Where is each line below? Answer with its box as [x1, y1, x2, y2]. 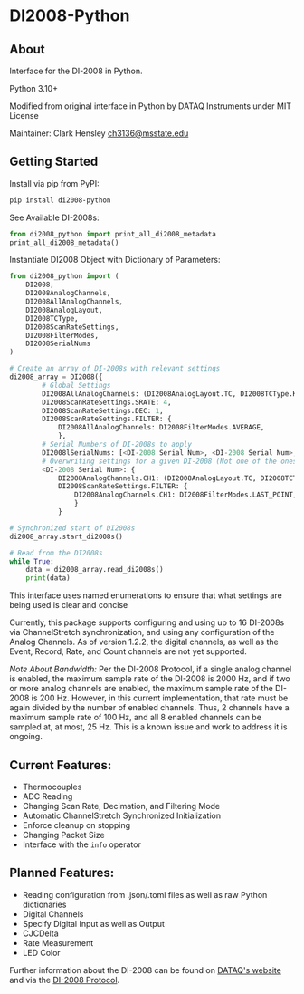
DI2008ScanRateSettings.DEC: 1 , [42, 406, 165, 415]
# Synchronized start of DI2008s [9, 523, 136, 533]
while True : [9, 556, 54, 566]
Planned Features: [9, 865, 115, 881]
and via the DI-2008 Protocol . [9, 974, 120, 985]
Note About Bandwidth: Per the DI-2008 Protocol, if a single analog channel [9, 663, 292, 675]
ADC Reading [22, 791, 73, 802]
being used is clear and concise [9, 600, 128, 611]
